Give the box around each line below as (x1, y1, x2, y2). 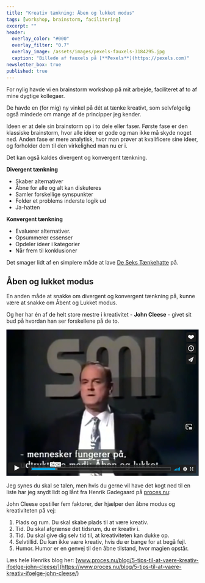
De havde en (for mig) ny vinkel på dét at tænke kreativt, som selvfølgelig (6, 104, 191, 111)
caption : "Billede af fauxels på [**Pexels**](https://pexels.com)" (12, 55, 190, 61)
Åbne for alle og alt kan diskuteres (15, 184, 102, 191)
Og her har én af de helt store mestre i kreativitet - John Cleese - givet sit (6, 311, 192, 318)
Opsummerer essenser (15, 233, 73, 241)
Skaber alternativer (15, 178, 63, 185)
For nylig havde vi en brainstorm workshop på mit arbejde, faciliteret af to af (6, 86, 197, 93)
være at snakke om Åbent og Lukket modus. (6, 299, 118, 306)
